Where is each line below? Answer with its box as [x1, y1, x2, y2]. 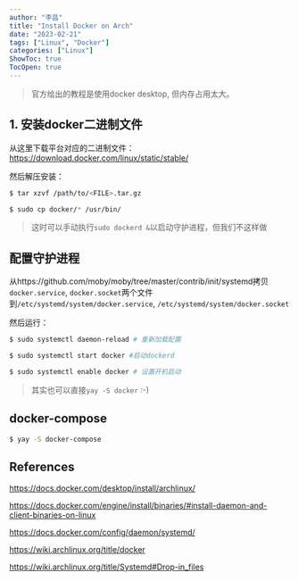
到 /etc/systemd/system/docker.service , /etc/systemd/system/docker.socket [9, 298, 290, 309]
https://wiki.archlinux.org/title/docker [9, 544, 145, 555]
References [9, 459, 75, 474]
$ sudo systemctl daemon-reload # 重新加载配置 [9, 336, 181, 344]
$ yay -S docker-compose [9, 435, 102, 444]
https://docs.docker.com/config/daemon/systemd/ [9, 527, 196, 538]
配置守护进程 [9, 251, 80, 266]
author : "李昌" [9, 12, 63, 22]
